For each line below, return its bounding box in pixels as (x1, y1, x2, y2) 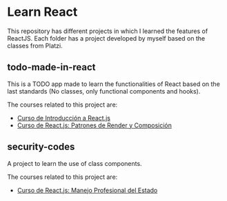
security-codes (7, 141, 75, 153)
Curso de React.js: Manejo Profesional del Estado (17, 186, 158, 194)
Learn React (7, 4, 78, 20)
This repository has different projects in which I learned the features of (7, 27, 208, 35)
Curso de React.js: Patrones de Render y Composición (17, 121, 172, 129)
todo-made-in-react (7, 61, 96, 73)
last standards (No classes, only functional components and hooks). (7, 87, 201, 95)
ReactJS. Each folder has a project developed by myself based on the (7, 34, 206, 42)
